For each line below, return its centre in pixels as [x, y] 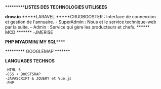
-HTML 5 [13, 70]
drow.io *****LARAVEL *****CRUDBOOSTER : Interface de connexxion [80, 16]
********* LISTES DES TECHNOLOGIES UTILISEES [56, 7]
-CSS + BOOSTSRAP [23, 74]
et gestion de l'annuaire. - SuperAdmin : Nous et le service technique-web [81, 22]
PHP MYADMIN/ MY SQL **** [35, 42]
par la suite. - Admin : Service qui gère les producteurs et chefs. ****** [77, 27]
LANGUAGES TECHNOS [30, 61]
